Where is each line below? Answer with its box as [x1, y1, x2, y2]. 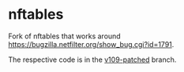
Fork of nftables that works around [8, 31, 121, 41]
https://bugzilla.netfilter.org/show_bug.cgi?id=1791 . [8, 39, 175, 49]
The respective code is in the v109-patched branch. [8, 55, 177, 64]
